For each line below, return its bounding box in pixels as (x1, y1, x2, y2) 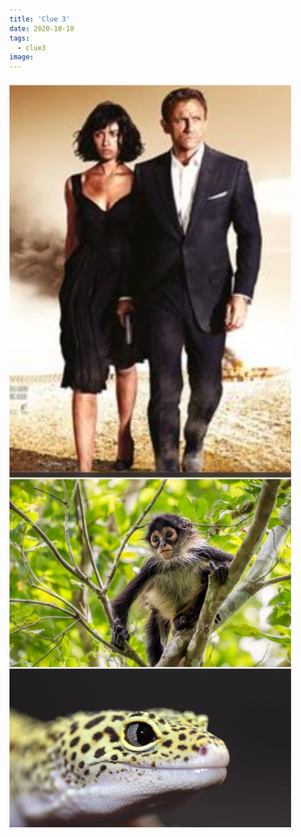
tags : (9, 33, 30, 42)
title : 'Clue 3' (9, 14, 70, 23)
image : (9, 52, 34, 62)
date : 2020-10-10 (9, 23, 75, 33)
